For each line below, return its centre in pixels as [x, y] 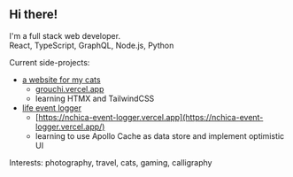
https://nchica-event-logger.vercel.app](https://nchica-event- [151, 117]
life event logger [52, 108]
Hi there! [34, 15]
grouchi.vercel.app [69, 88]
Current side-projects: [50, 62]
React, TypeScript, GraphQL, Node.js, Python [92, 45]
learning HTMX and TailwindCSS [95, 98]
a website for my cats [61, 80]
